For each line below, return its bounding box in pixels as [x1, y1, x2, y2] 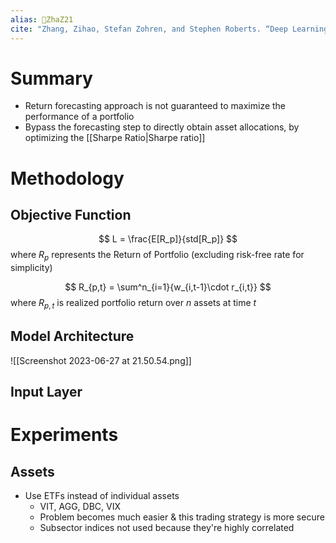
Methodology [10, 167, 125, 190]
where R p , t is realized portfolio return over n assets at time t [10, 297, 257, 311]
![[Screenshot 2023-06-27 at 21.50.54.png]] [10, 354, 192, 366]
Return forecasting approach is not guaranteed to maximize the [24, 100, 287, 112]
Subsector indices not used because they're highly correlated [39, 522, 295, 534]
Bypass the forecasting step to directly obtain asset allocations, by [24, 121, 300, 133]
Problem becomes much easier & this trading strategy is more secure [39, 511, 325, 523]
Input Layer [10, 384, 83, 401]
